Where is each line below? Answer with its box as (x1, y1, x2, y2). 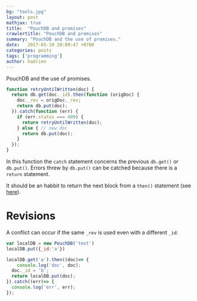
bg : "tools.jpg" (6, 8, 46, 15)
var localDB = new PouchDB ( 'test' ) (6, 240, 95, 246)
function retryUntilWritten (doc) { (6, 86, 95, 92)
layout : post (6, 14, 39, 20)
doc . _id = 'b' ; (11, 268, 49, 274)
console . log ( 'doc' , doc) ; (17, 262, 82, 268)
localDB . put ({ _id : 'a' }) (6, 246, 65, 252)
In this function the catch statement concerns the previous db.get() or (6, 158, 179, 165)
